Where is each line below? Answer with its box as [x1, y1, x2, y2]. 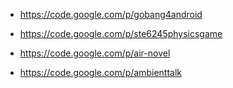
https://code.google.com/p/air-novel [19, 47, 171, 59]
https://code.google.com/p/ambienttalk [19, 67, 183, 78]
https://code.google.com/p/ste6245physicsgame [19, 28, 223, 39]
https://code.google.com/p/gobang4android [19, 9, 203, 20]
